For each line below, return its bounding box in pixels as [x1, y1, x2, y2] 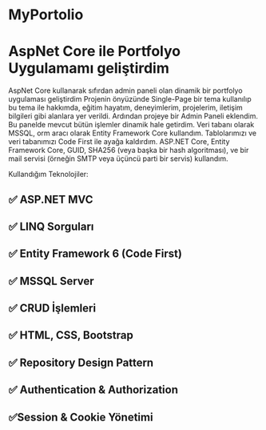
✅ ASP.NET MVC [8, 192, 93, 206]
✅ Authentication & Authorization [8, 383, 178, 397]
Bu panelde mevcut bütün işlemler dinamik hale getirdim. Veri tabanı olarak [8, 120, 255, 130]
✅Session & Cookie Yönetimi [8, 410, 153, 424]
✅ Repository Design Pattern [8, 356, 154, 369]
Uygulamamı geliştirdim [8, 59, 169, 78]
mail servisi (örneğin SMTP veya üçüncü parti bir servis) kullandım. [8, 154, 228, 163]
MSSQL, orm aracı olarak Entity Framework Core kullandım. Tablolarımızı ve [8, 128, 257, 138]
